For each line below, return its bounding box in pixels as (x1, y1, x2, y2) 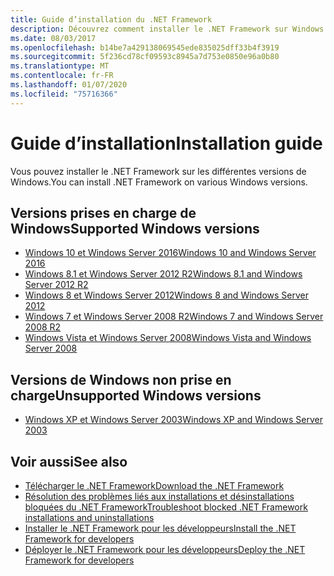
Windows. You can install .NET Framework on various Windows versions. (10, 176, 308, 188)
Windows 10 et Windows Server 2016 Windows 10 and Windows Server (24, 247, 317, 259)
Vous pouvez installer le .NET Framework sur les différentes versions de (10, 165, 307, 177)
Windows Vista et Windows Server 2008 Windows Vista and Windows (24, 332, 312, 344)
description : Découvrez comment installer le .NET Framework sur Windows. (10, 24, 329, 34)
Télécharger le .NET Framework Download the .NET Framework (24, 480, 285, 491)
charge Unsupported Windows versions (10, 387, 262, 404)
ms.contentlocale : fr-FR (10, 71, 114, 81)
